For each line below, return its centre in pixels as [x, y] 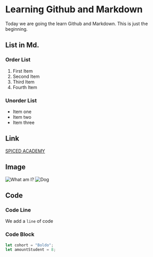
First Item [23, 71]
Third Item [24, 82]
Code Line [18, 210]
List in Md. [22, 45]
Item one [22, 112]
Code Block [20, 234]
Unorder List [21, 100]
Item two [22, 117]
